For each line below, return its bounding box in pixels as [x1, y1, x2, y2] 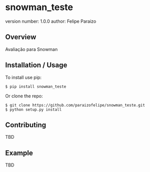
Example [5, 148, 33, 157]
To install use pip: [5, 74, 42, 80]
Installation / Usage [5, 61, 67, 70]
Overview [5, 33, 37, 41]
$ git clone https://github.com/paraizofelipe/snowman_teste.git [5, 102, 145, 107]
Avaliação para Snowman [5, 46, 58, 52]
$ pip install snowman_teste [5, 84, 66, 89]
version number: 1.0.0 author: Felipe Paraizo [5, 18, 97, 24]
